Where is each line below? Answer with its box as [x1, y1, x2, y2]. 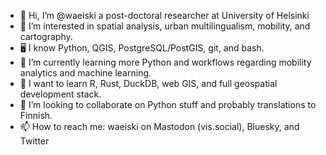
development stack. [19, 88, 102, 100]
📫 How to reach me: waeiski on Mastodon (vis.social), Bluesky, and [19, 121, 300, 132]
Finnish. [19, 110, 53, 121]
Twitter [19, 135, 50, 147]
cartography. [19, 31, 73, 42]
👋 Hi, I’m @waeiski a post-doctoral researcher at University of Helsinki [19, 10, 310, 21]
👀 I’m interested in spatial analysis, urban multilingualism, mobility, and [19, 20, 311, 32]
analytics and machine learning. [19, 67, 152, 79]
